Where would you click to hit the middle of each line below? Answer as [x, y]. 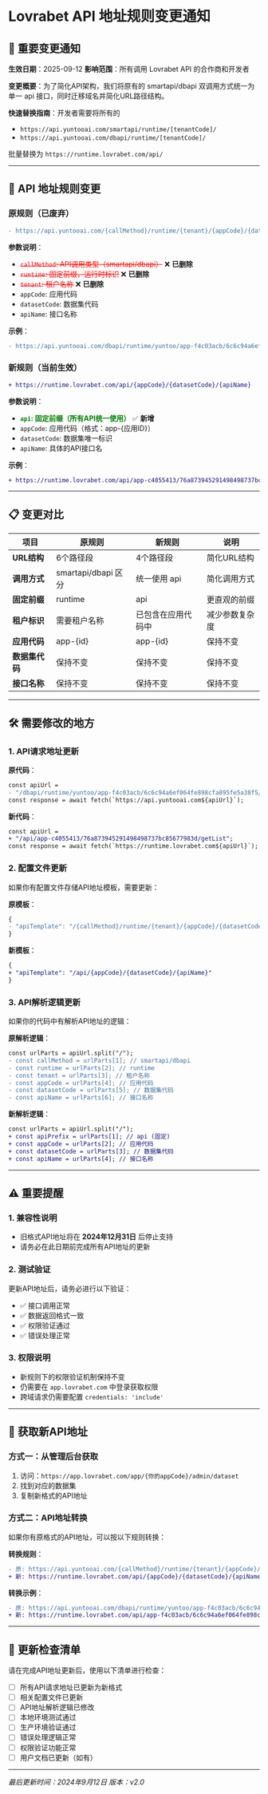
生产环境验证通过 [48, 1727]
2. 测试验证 [30, 1269]
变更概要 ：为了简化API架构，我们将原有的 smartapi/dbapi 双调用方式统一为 [132, 86]
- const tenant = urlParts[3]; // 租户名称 [79, 1075]
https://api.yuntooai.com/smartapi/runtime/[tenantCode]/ [118, 129]
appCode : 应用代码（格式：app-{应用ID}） [87, 428]
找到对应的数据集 [48, 1485]
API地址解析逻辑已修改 [57, 1707]
